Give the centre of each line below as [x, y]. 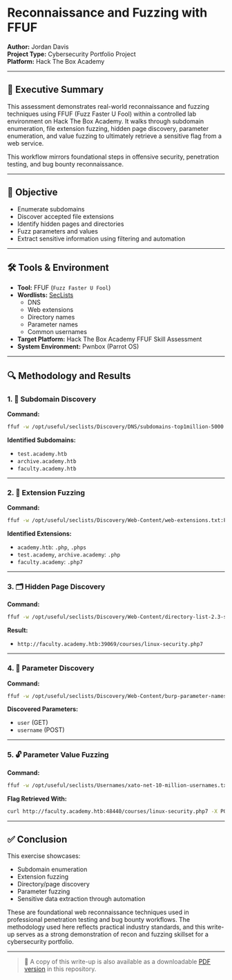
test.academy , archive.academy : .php [69, 554]
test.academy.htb [42, 454]
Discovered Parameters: [42, 709]
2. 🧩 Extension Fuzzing [46, 492]
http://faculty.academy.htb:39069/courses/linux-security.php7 [110, 645]
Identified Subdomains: [41, 440]
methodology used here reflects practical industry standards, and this [106, 927]
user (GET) [32, 723]
